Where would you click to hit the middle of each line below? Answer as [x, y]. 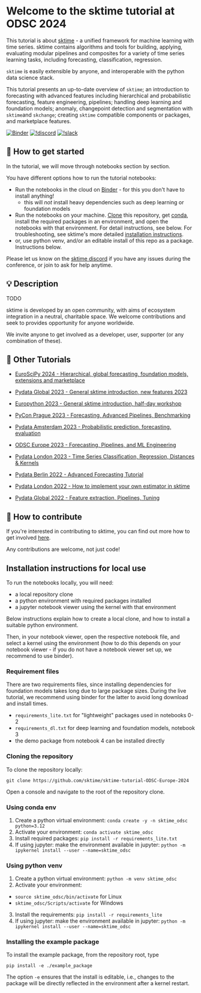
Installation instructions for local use [76, 568]
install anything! [34, 196]
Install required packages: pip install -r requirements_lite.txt [96, 838]
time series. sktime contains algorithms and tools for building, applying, [94, 47]
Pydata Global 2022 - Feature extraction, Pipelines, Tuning [87, 498]
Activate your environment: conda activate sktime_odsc [84, 832]
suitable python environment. [42, 625]
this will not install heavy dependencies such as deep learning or [104, 202]
